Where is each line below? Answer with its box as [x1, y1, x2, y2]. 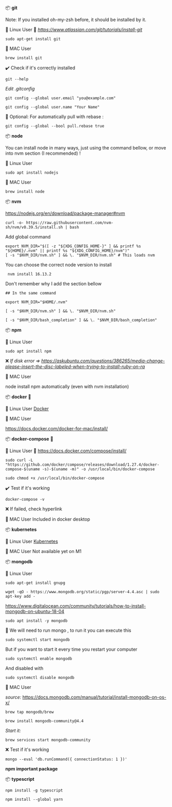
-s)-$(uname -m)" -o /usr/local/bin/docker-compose [42, 467, 155, 472]
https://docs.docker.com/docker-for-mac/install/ [5, 426, 108, 431]
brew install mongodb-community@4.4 [5, 719, 84, 724]
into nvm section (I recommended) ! [5, 150, 81, 156]
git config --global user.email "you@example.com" [5, 96, 116, 101]
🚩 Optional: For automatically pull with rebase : [5, 114, 104, 120]
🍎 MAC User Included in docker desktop [5, 516, 90, 522]
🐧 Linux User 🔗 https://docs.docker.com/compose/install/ [5, 448, 127, 454]
